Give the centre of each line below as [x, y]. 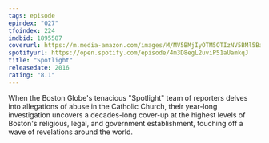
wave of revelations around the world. [71, 132]
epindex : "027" [34, 23]
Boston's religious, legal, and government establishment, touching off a [126, 123]
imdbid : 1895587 [35, 38]
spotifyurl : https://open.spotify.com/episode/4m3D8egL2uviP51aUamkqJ [128, 53]
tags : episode [32, 16]
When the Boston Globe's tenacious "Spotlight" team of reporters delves [128, 97]
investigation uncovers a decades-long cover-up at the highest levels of [127, 115]
